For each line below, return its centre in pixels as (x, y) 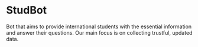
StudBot (27, 10)
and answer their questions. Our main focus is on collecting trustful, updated (99, 32)
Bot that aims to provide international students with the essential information (99, 26)
